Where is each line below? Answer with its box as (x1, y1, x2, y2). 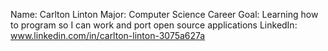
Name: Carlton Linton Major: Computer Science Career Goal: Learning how (10, 9, 319, 20)
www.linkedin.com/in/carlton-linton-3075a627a (10, 30, 206, 41)
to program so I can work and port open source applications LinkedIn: (10, 19, 298, 31)
